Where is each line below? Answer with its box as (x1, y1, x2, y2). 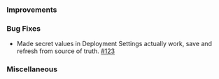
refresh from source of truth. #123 (16, 47, 115, 55)
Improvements (6, 5, 57, 15)
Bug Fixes (6, 23, 41, 33)
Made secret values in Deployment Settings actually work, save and (16, 40, 213, 48)
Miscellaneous (6, 64, 57, 74)
